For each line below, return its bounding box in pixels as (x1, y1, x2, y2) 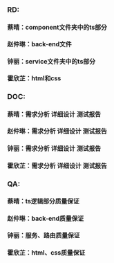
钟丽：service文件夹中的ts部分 (7, 57, 95, 65)
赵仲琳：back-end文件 (7, 40, 73, 48)
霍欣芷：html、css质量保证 (7, 248, 86, 257)
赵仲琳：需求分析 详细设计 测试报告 (7, 127, 107, 136)
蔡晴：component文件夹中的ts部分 (7, 23, 107, 31)
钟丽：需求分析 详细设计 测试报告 (7, 144, 102, 152)
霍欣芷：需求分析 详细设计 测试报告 (7, 161, 107, 170)
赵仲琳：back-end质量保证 (7, 214, 84, 222)
